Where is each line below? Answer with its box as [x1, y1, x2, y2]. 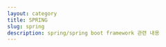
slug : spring [7, 23, 45, 30]
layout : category [7, 10, 57, 17]
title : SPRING [7, 17, 48, 23]
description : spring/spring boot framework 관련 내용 [7, 29, 160, 37]
